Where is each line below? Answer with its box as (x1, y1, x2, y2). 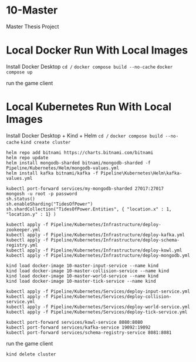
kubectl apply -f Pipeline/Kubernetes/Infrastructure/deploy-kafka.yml (6, 232, 185, 238)
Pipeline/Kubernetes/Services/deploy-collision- (50, 293, 172, 300)
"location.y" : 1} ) (6, 211, 57, 217)
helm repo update (6, 155, 49, 160)
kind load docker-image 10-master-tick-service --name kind (6, 278, 157, 284)
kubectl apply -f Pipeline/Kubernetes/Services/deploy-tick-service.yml (6, 309, 188, 315)
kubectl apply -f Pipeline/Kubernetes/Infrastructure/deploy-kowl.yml (6, 247, 183, 253)
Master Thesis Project (6, 23, 59, 30)
